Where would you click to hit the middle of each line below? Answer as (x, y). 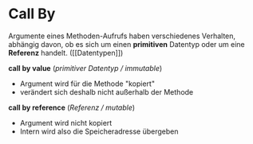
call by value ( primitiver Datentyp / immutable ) (85, 68)
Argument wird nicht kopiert (66, 123)
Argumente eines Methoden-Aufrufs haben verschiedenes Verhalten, (122, 36)
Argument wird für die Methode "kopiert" (87, 84)
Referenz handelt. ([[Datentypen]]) (66, 53)
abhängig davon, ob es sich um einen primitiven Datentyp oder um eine (126, 44)
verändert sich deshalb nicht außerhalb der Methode (107, 91)
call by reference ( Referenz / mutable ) (72, 107)
